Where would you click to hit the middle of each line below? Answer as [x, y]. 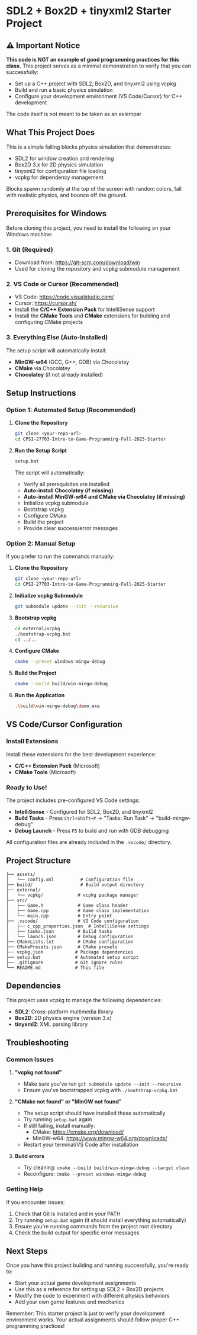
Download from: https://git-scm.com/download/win [77, 262]
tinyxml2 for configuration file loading [60, 171]
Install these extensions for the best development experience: [81, 754]
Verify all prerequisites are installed [67, 484]
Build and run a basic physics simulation [64, 90]
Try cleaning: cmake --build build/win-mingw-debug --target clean [106, 1167]
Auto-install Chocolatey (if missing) [68, 490]
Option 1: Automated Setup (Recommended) [71, 410]
